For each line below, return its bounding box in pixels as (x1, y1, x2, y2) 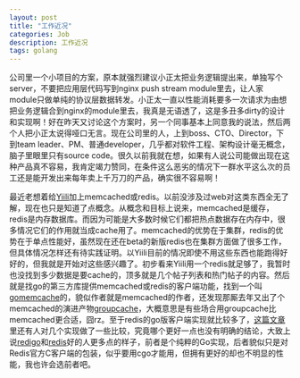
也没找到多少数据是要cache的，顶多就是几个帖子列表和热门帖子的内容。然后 (9, 270, 290, 281)
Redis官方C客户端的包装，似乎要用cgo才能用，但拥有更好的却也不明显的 (9, 348, 277, 358)
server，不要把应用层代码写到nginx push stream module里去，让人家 (9, 83, 264, 94)
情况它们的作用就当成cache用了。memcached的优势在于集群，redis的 (16, 225, 276, 236)
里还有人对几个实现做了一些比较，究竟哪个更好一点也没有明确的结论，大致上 (9, 325, 291, 336)
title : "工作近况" (9, 21, 73, 30)
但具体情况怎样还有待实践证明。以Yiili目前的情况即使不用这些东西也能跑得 (9, 248, 280, 258)
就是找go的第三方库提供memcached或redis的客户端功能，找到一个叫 (9, 281, 263, 291)
